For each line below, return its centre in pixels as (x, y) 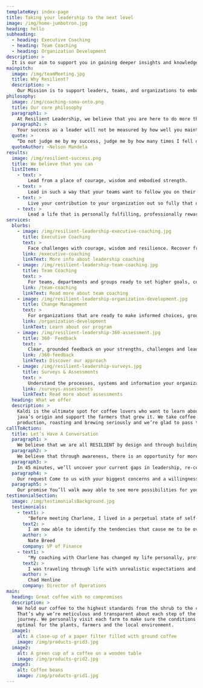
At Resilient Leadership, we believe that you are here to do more (104, 119)
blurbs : (21, 226)
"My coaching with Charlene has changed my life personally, (107, 557)
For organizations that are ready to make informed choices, (107, 316)
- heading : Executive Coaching (51, 40)
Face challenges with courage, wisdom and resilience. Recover (109, 248)
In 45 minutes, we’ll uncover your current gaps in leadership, (100, 467)
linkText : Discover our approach (64, 361)
